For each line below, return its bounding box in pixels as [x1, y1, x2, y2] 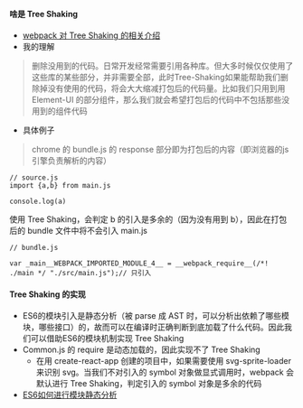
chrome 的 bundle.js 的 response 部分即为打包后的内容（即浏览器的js [31, 144, 289, 155]
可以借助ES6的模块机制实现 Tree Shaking [30, 333, 185, 344]
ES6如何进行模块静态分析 [22, 389, 118, 401]
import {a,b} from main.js [9, 181, 111, 190]
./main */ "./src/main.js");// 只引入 [9, 269, 152, 278]
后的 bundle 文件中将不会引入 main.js [9, 226, 147, 236]
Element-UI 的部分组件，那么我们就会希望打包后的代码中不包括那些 [31, 95, 282, 106]
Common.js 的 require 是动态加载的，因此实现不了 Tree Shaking [22, 344, 260, 356]
